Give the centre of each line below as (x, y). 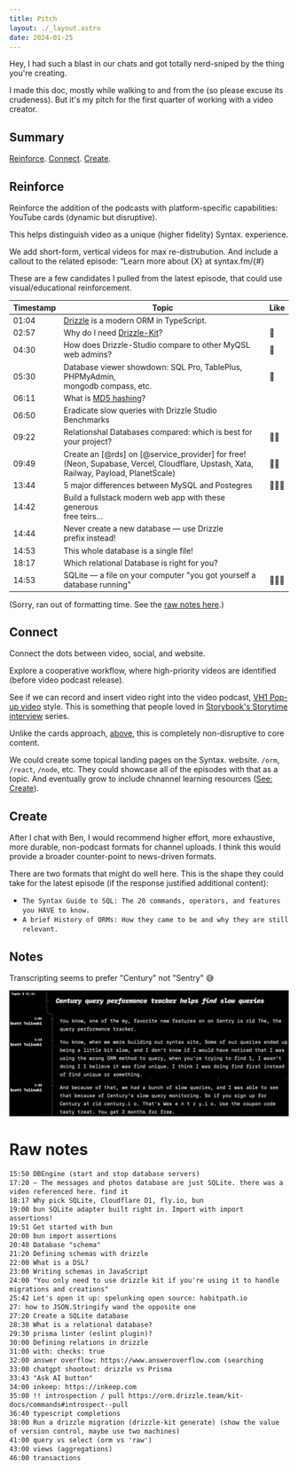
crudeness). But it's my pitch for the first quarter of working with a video (141, 100)
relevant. (40, 929)
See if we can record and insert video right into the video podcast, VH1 (138, 698)
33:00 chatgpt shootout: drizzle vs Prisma (91, 1370)
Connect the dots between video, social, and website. (107, 653)
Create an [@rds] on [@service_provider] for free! (155, 454)
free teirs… (83, 516)
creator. (24, 109)
